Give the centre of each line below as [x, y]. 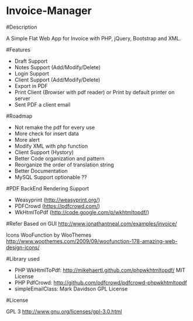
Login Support [32, 73]
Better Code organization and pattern [59, 158]
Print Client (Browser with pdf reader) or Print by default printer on [94, 92]
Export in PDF [31, 86]
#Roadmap [19, 116]
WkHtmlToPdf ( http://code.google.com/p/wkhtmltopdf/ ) [82, 212]
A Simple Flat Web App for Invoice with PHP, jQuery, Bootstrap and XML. [94, 38]
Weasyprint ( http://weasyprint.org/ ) [57, 200]
